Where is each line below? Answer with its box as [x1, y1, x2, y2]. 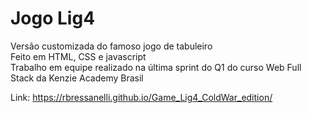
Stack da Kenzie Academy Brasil [10, 72, 144, 84]
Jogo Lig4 [10, 7, 96, 30]
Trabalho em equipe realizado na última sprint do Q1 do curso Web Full [10, 61, 302, 73]
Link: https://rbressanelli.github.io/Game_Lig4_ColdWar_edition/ [10, 91, 273, 103]
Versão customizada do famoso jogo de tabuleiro [10, 40, 213, 52]
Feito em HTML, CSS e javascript [10, 50, 147, 62]
